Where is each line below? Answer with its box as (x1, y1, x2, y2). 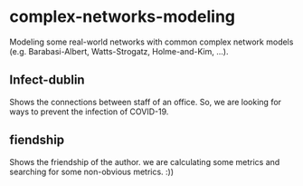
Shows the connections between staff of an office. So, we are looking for (9, 96, 282, 107)
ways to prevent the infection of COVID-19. (9, 106, 169, 117)
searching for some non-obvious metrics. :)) (9, 166, 175, 177)
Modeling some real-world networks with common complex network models (9, 36, 294, 47)
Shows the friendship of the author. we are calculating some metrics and (9, 156, 280, 167)
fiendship (9, 132, 65, 148)
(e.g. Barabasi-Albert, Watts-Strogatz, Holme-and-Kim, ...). (9, 45, 229, 56)
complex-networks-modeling (9, 6, 235, 27)
